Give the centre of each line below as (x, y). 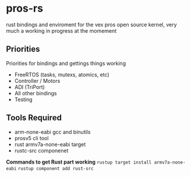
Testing (24, 99)
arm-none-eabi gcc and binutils (52, 132)
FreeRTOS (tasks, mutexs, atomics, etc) (62, 74)
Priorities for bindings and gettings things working (66, 63)
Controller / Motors (37, 81)
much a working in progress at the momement (61, 30)
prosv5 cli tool (31, 138)
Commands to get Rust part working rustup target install (79, 162)
